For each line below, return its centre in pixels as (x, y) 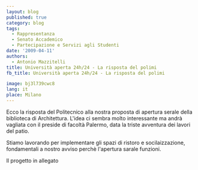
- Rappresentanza (33, 34)
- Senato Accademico (37, 40)
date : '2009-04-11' (31, 51)
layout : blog (22, 12)
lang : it (17, 89)
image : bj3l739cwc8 (31, 84)
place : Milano (24, 95)
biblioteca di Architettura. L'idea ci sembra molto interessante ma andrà (94, 118)
